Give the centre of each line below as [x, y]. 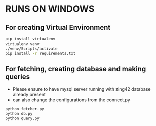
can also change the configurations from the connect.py [71, 100]
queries [18, 77]
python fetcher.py [25, 109]
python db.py [19, 114]
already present [29, 95]
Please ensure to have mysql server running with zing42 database [82, 89]
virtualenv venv [22, 44]
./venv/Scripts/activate [31, 49]
